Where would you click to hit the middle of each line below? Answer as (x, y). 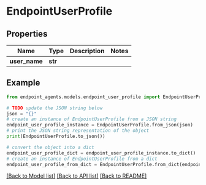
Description (87, 51)
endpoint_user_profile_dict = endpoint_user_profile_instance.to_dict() (101, 153)
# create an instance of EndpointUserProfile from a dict (82, 159)
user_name (26, 61)
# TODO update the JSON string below (55, 108)
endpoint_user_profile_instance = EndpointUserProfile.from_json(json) (100, 125)
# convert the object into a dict (51, 147)
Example (23, 83)
